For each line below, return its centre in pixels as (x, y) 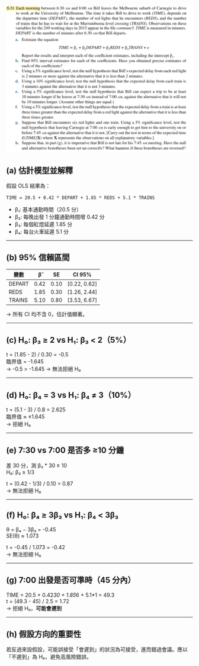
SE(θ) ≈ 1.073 (23, 536)
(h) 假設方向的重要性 (44, 634)
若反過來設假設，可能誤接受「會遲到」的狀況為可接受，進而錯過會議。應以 (97, 649)
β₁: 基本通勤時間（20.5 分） (48, 209)
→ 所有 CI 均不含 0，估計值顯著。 (47, 314)
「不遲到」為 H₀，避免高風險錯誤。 (49, 657)
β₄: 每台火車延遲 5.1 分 (42, 231)
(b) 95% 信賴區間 (38, 258)
